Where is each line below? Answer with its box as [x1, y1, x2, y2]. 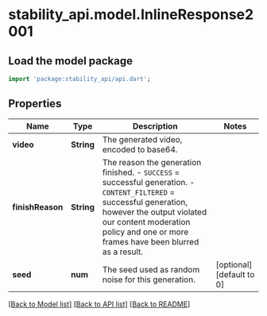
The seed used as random [102, 264, 200, 275]
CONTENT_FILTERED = [102, 187, 176, 198]
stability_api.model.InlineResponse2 [8, 6, 254, 24]
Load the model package [8, 54, 133, 67]
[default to [215, 268, 255, 279]
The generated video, [102, 133, 183, 145]
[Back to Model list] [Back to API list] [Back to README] [8, 299, 191, 309]
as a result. [102, 246, 144, 257]
